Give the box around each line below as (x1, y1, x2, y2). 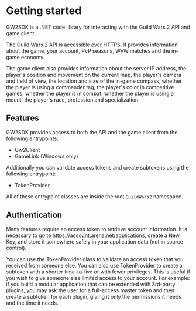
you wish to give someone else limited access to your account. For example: (6, 274, 190, 281)
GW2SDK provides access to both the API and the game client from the (6, 129, 178, 136)
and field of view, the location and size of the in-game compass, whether (6, 77, 183, 84)
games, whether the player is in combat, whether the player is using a (6, 90, 174, 97)
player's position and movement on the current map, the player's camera (6, 71, 182, 78)
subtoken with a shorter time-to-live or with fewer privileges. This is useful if (6, 268, 190, 275)
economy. (20, 53, 45, 60)
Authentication (6, 210, 63, 220)
